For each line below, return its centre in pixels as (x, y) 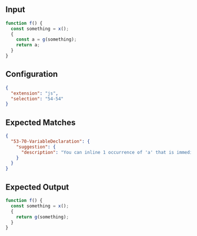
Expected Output (37, 187)
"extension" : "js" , (35, 93)
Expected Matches (41, 122)
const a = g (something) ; (46, 40)
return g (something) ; (42, 217)
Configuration (32, 74)
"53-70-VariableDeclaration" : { (51, 141)
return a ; (28, 45)
